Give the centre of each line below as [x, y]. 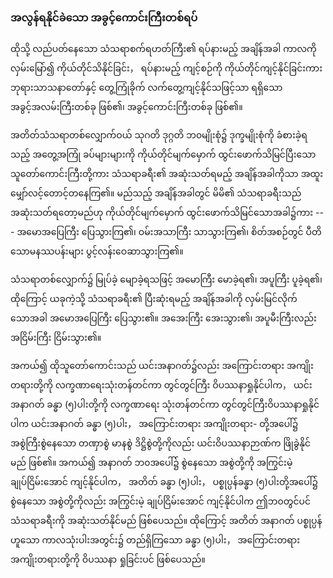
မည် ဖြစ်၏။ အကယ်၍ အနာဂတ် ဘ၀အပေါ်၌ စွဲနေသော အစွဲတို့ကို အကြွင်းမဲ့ [151, 463]
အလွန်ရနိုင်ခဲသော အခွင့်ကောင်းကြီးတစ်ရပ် [104, 17]
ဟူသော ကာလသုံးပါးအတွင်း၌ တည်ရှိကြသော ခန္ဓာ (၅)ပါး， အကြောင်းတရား [155, 540]
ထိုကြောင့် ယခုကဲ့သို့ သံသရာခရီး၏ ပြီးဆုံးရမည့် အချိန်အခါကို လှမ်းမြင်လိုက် [154, 299]
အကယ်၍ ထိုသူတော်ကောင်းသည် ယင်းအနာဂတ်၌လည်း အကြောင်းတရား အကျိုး [162, 366]
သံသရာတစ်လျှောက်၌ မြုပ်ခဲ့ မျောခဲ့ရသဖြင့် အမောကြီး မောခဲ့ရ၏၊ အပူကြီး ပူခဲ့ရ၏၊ [166, 279]
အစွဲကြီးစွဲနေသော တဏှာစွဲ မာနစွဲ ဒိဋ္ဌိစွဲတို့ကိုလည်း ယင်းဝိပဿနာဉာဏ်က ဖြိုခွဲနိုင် [161, 443]
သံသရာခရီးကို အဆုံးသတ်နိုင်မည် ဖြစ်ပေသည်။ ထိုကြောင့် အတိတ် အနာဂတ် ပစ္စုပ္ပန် [166, 521]
